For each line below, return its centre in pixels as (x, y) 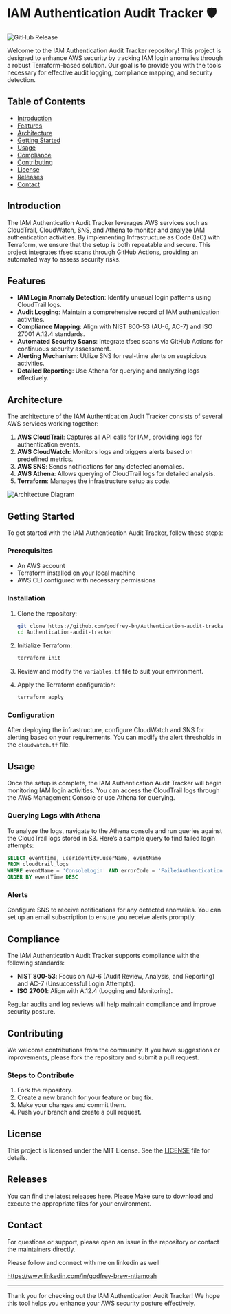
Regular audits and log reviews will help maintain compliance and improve (112, 1004)
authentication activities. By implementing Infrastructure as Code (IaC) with (113, 237)
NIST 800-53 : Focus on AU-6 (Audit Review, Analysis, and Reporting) (116, 977)
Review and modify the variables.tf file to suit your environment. (110, 671)
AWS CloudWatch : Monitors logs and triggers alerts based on (105, 452)
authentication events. (48, 444)
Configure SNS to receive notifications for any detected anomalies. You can (114, 910)
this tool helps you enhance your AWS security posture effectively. (101, 1303)
